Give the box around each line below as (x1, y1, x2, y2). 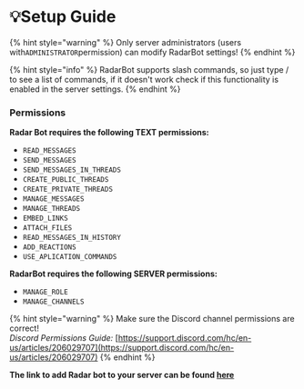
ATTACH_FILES (22, 224, 73, 233)
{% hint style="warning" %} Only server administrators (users (9, 36, 242, 47)
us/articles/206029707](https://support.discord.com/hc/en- (9, 343, 235, 354)
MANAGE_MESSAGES (22, 194, 85, 204)
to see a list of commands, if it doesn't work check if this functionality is (9, 74, 279, 85)
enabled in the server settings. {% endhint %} (9, 84, 181, 95)
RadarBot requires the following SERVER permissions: (9, 268, 218, 279)
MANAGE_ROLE (22, 288, 68, 297)
